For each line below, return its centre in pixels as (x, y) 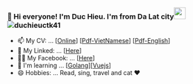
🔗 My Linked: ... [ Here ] (49, 51)
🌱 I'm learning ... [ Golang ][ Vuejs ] (64, 65)
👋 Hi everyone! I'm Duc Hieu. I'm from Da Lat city (91, 16)
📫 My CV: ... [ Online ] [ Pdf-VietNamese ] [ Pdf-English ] (94, 41)
